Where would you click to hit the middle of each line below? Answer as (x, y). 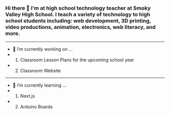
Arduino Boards (36, 107)
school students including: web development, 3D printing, (78, 21)
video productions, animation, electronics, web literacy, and (80, 27)
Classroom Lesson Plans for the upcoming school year (77, 60)
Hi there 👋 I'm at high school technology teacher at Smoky (78, 8)
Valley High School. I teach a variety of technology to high (78, 14)
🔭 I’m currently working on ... (42, 49)
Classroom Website (40, 71)
